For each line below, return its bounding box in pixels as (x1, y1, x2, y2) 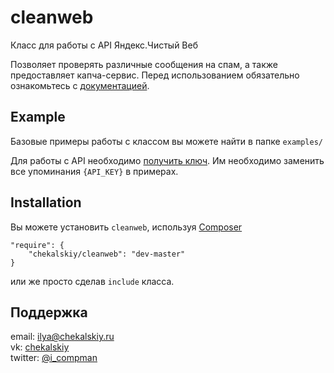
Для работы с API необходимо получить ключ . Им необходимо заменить (10, 154, 325, 166)
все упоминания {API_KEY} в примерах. (10, 165, 179, 177)
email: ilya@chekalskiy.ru (10, 331, 115, 343)
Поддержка (10, 304, 88, 321)
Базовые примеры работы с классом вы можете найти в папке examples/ (10, 135, 324, 147)
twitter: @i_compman (10, 352, 98, 364)
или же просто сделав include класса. (10, 275, 175, 287)
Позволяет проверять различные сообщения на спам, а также (10, 58, 278, 70)
